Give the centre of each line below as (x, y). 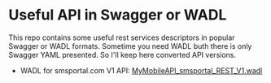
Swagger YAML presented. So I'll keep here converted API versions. (122, 55)
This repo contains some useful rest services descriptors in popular (122, 37)
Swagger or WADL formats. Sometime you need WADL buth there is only (130, 46)
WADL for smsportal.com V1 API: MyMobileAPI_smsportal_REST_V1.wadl (141, 70)
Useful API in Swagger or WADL (118, 15)
